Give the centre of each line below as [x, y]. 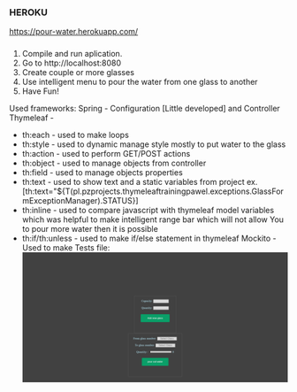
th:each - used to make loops [76, 135]
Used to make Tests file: [66, 248]
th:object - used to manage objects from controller [114, 163]
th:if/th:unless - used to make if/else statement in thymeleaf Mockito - [149, 238]
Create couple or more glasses [78, 73]
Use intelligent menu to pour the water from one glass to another [140, 82]
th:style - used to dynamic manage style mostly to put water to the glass [154, 144]
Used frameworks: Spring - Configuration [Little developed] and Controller [145, 109]
